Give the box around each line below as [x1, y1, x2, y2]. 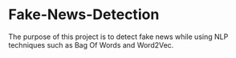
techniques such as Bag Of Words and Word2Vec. [8, 40, 174, 49]
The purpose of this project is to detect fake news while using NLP [8, 32, 229, 41]
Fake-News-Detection [8, 6, 160, 24]
